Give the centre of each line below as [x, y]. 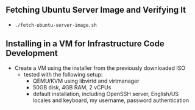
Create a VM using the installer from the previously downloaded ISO [100, 68]
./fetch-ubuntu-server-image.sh [55, 25]
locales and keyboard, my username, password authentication [111, 100]
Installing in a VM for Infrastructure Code [85, 44]
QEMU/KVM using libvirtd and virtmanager [86, 81]
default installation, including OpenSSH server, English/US [106, 94]
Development [32, 53]
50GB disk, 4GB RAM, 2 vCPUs [72, 87]
